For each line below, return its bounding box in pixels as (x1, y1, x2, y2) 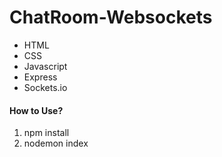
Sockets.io (23, 81, 68, 93)
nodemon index (23, 137, 89, 150)
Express (23, 71, 58, 83)
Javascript (23, 60, 68, 72)
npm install (23, 127, 70, 139)
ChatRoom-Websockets (9, 6, 213, 29)
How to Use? (9, 104, 64, 116)
